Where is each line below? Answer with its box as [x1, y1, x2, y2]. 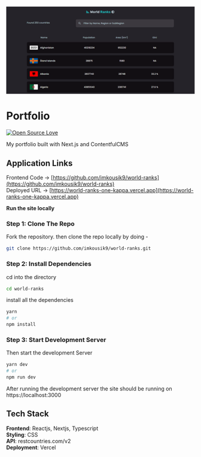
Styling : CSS [6, 431, 38, 438]
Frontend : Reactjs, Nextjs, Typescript [6, 425, 99, 432]
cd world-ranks [6, 286, 44, 292]
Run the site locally [6, 205, 55, 212]
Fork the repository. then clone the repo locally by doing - [6, 233, 148, 240]
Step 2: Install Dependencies [6, 260, 92, 268]
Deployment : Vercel [6, 444, 56, 451]
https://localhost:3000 [6, 391, 62, 398]
